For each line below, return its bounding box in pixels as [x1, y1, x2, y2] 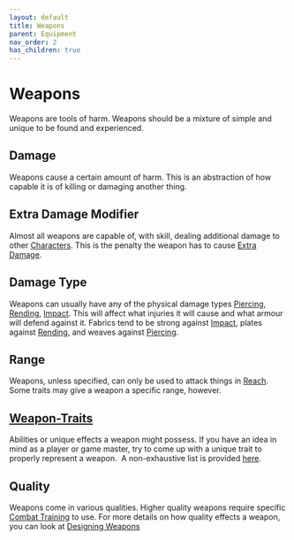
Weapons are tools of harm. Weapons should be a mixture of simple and [9, 113, 272, 124]
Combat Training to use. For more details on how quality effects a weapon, [9, 511, 281, 522]
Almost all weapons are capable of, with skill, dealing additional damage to [9, 230, 280, 241]
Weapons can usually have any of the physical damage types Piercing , [9, 298, 267, 309]
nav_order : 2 [9, 37, 57, 47]
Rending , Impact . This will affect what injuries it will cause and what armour [9, 307, 284, 319]
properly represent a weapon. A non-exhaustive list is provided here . [9, 453, 262, 464]
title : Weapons [9, 21, 65, 30]
